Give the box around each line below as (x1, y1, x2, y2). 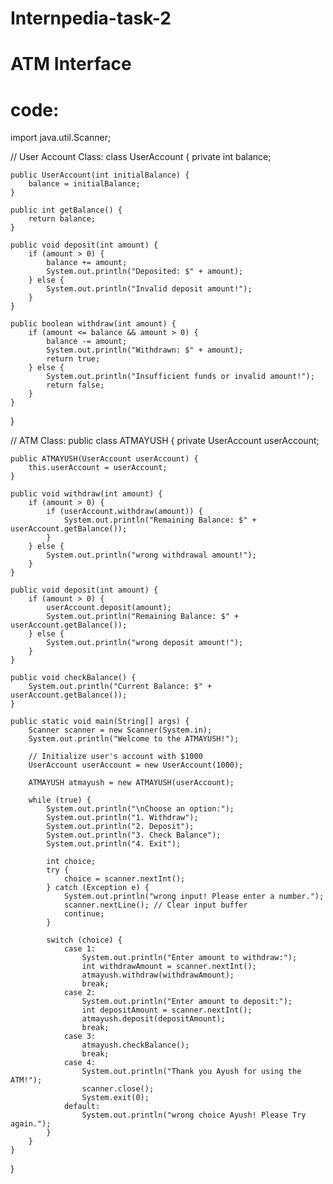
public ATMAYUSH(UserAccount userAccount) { (10, 454, 199, 464)
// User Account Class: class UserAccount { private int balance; (10, 151, 272, 163)
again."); (10, 1119, 52, 1129)
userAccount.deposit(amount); (46, 603, 172, 613)
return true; (46, 354, 101, 364)
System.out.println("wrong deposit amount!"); (46, 638, 244, 648)
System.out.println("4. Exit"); (46, 839, 182, 849)
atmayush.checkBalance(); (81, 1040, 190, 1051)
